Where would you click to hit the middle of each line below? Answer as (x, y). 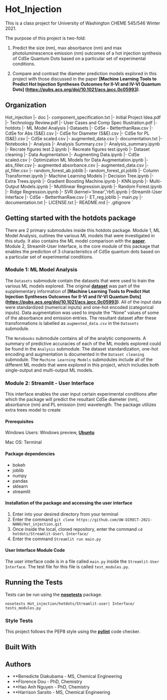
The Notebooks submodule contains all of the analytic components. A (76, 338)
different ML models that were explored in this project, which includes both (82, 365)
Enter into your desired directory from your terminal (65, 514)
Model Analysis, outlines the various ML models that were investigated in (80, 235)
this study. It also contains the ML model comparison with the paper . (76, 241)
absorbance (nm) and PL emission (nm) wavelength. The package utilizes (81, 405)
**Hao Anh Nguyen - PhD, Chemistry (51, 687)
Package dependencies (30, 454)
